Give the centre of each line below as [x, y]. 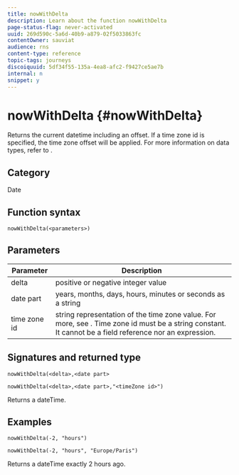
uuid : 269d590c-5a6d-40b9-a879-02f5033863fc [74, 34]
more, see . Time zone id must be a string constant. [140, 323]
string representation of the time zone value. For [136, 314]
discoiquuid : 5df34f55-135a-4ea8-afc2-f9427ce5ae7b [85, 67]
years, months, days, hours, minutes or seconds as [140, 294]
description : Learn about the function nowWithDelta [87, 21]
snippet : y [23, 80]
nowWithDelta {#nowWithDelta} [105, 115]
